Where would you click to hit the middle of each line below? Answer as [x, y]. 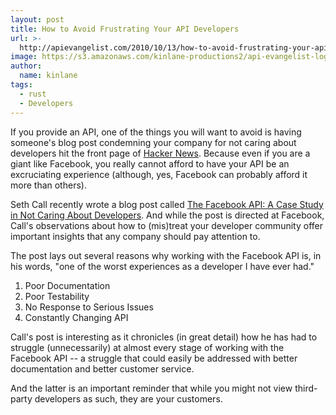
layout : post [37, 19]
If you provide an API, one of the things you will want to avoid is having [156, 132]
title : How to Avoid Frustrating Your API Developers [125, 29]
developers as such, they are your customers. [128, 398]
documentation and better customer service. [102, 368]
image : [24, 57]
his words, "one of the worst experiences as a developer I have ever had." [162, 266]
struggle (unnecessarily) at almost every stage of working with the [147, 347]
